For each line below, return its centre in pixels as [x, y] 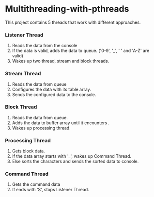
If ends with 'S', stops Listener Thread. [51, 190]
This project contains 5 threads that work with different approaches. [73, 22]
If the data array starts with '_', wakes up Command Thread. [72, 156]
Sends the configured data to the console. [54, 94]
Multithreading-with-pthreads [67, 9]
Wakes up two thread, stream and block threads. [61, 61]
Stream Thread [23, 74]
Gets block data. [28, 151]
